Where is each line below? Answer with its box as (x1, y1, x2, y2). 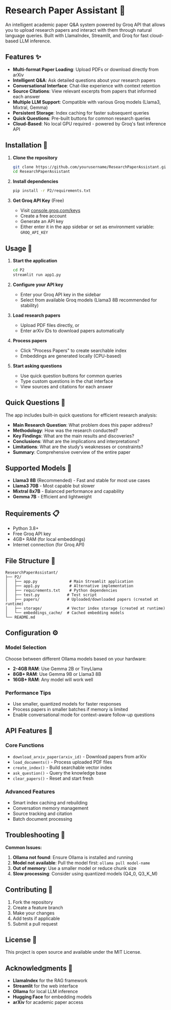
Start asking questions (12, 363, 62, 369)
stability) (20, 302, 39, 309)
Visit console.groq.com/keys (20, 207, 81, 214)
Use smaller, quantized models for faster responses (12, 700, 121, 707)
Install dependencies (12, 179, 59, 185)
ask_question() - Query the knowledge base (12, 770, 107, 776)
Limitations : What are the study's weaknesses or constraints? (12, 444, 143, 450)
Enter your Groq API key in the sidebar (20, 291, 101, 297)
